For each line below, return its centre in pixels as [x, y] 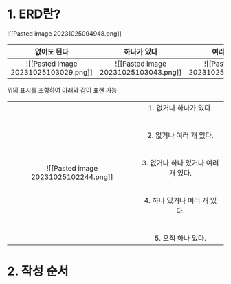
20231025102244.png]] [72, 177]
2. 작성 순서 [38, 271]
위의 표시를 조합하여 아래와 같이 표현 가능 [62, 90]
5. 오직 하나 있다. [180, 238]
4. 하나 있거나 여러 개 [176, 200]
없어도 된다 [52, 51]
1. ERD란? [34, 14]
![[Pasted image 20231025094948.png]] [64, 33]
